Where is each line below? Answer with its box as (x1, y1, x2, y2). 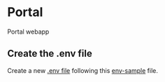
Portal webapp (7, 27, 50, 36)
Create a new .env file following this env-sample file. (7, 66, 159, 74)
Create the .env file (7, 48, 92, 60)
